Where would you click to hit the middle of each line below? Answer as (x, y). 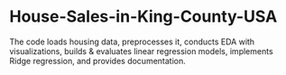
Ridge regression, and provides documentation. (98, 61)
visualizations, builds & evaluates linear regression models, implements (141, 51)
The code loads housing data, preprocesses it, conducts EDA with (132, 42)
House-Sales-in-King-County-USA (143, 17)
